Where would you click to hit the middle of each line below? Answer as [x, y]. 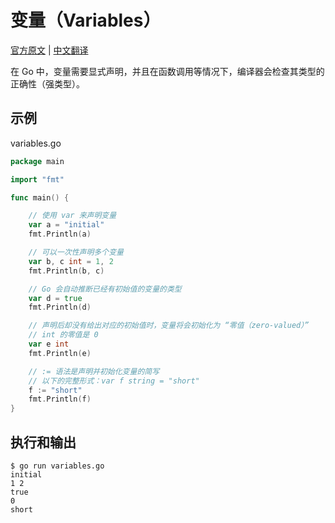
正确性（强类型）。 [47, 83]
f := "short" [55, 390]
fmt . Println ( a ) [60, 234]
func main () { [40, 197]
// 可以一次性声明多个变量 [76, 252]
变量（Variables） [86, 20]
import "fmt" [37, 179]
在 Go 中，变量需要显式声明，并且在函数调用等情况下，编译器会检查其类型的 [167, 71]
